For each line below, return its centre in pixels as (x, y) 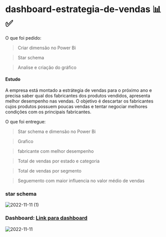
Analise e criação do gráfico (47, 67)
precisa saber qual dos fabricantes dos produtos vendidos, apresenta (78, 96)
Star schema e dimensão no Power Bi (57, 131)
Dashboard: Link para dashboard (46, 218)
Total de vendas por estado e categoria (58, 161)
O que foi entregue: (26, 122)
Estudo (13, 79)
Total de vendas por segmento (50, 171)
